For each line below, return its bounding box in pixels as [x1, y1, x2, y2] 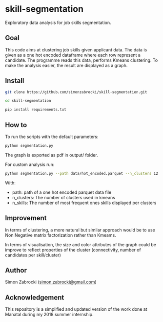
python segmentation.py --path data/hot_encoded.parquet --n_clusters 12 [5, 171, 159, 176]
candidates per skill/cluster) [5, 252, 61, 258]
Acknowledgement [5, 293, 64, 301]
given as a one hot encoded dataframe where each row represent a [5, 52, 141, 58]
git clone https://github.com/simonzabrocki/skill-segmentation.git [5, 90, 147, 94]
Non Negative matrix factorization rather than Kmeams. [5, 232, 116, 238]
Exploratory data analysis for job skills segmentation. [5, 20, 111, 25]
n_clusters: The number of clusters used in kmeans [12, 194, 116, 200]
